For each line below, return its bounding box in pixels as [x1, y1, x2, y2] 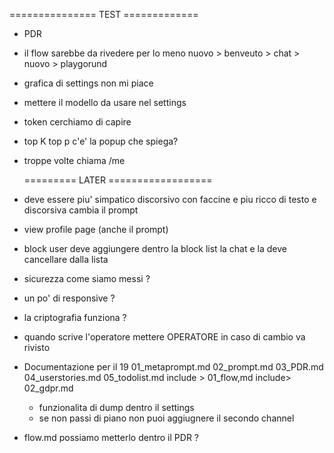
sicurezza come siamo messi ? [23, 273, 151, 284]
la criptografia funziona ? [23, 312, 127, 323]
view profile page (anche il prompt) [23, 224, 169, 235]
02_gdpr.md [23, 382, 74, 394]
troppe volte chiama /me [23, 155, 126, 166]
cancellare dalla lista [23, 254, 109, 265]
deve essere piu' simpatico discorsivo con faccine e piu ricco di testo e [23, 194, 317, 205]
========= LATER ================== [23, 174, 213, 186]
